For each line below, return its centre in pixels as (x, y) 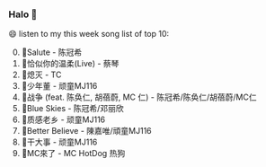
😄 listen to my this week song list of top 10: (89, 34)
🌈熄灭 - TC (41, 75)
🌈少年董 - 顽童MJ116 (59, 86)
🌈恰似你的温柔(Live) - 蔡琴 (70, 64)
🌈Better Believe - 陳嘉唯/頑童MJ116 (86, 131)
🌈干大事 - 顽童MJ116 (59, 142)
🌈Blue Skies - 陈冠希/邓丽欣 (72, 109)
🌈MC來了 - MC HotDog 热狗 (73, 154)
